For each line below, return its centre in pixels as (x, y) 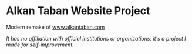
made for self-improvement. (40, 45)
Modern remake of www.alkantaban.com (55, 27)
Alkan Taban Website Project (78, 11)
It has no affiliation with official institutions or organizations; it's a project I (96, 38)
